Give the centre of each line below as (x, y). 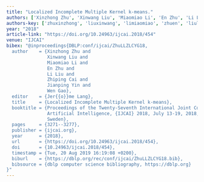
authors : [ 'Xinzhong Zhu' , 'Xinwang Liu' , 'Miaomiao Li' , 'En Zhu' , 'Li (100, 18)
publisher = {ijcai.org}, (45, 130)
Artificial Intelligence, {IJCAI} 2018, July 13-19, (115, 113)
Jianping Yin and (69, 86)
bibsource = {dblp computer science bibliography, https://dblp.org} (101, 164)
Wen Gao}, (59, 91)
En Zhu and (61, 68)
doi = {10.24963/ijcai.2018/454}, (63, 147)
